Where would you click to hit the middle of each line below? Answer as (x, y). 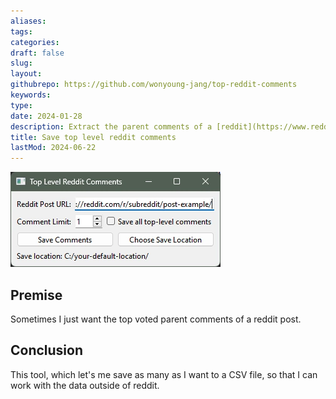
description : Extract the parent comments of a (111, 126)
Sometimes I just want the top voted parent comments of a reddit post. (156, 319)
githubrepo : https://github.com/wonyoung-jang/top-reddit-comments (154, 85)
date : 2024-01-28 (46, 116)
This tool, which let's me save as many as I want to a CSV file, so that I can (164, 374)
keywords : (31, 95)
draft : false (37, 53)
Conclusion (47, 350)
